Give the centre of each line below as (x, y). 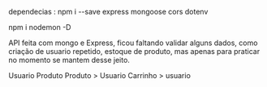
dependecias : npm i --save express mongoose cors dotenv (108, 12)
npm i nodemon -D (40, 27)
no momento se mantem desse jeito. (69, 60)
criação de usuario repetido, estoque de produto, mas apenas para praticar (134, 51)
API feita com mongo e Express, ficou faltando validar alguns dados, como (133, 43)
